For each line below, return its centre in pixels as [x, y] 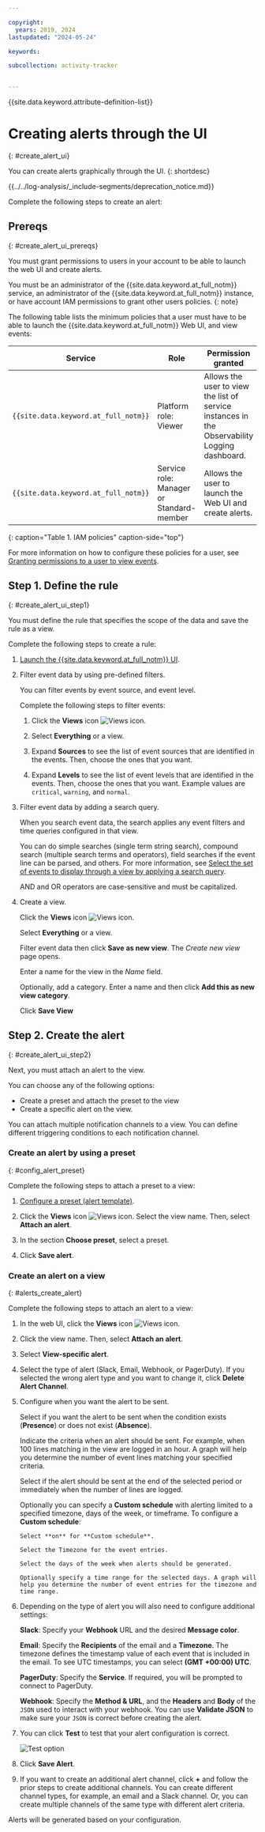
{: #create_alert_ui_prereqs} [53, 245]
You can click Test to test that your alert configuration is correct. [125, 1733]
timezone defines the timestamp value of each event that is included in [134, 1654]
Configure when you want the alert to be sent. [94, 1402]
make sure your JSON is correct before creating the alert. [111, 1718]
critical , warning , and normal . [80, 791]
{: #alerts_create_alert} [45, 1293]
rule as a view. [32, 629]
